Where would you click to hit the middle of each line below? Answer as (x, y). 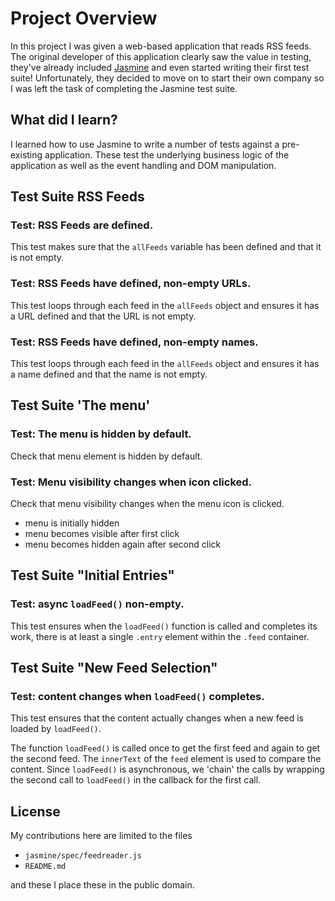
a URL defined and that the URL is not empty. (103, 316)
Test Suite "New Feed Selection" (114, 668)
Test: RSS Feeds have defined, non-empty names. (134, 342)
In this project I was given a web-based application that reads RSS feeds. (161, 46)
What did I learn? (64, 120)
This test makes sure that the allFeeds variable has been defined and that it (166, 247)
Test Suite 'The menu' (80, 405)
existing (26, 154)
